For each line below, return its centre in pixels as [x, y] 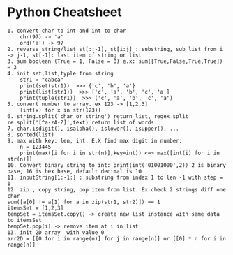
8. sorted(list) [31, 134]
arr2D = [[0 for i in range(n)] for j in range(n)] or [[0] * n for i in [117, 238]
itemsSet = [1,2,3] [36, 208]
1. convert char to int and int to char [67, 31]
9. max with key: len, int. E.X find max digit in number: [95, 140]
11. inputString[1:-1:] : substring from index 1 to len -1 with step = [115, 177]
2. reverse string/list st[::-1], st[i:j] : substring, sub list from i [115, 49]
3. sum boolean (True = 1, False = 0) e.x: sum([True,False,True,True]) [115, 61]
